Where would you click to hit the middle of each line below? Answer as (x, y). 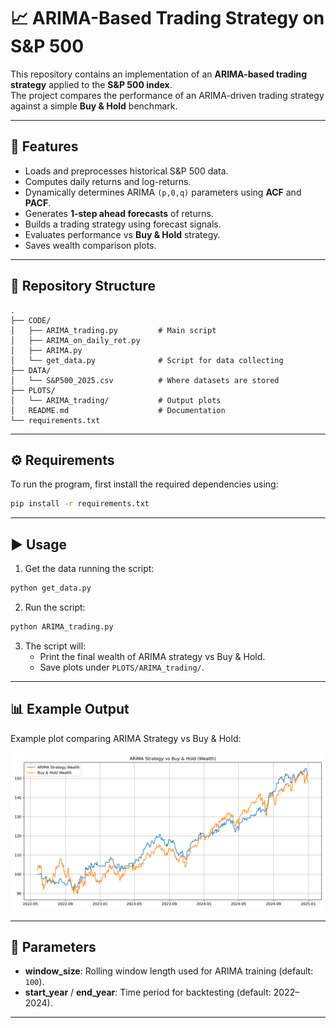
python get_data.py (51, 588)
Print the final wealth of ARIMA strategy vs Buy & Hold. (152, 656)
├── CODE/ (31, 320)
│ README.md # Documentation (118, 410)
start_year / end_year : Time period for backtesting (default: (148, 992)
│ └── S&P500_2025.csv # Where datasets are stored (145, 380)
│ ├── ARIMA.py (46, 350)
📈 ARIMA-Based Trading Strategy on (167, 18)
